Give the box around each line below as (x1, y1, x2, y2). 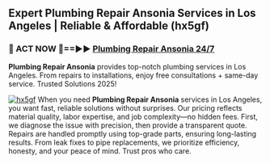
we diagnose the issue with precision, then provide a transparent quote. (8, 120, 248, 130)
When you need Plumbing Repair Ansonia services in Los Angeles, (37, 95, 263, 104)
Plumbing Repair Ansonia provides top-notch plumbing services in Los (8, 61, 247, 71)
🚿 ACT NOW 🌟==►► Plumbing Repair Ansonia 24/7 (8, 44, 215, 55)
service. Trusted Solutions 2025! (8, 78, 117, 88)
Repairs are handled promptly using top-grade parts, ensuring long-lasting (8, 128, 257, 138)
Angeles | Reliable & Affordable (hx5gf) (8, 19, 210, 33)
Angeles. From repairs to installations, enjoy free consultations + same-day (8, 70, 259, 80)
